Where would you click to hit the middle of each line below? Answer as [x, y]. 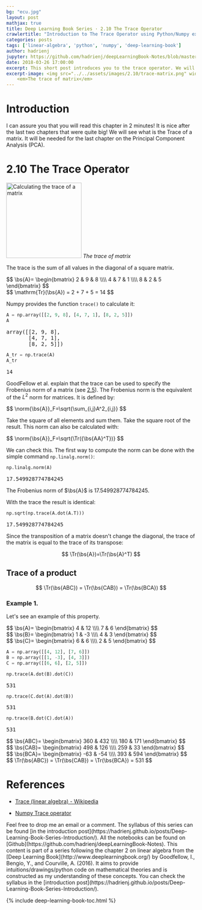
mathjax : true [24, 23]
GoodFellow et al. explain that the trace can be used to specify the [88, 383]
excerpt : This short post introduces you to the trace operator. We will [101, 68]
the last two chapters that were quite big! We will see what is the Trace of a [99, 132]
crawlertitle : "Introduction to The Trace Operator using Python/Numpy [98, 34]
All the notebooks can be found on [143, 838]
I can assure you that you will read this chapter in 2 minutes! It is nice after [98, 126]
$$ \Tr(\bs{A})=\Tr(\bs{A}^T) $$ [101, 554]
